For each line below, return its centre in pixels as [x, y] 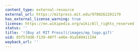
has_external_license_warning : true [43, 19]
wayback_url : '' [22, 42]
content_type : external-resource [40, 10]
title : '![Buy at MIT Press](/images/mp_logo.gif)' [60, 33]
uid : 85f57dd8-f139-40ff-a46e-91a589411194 [51, 38]
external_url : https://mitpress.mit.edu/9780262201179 [63, 14]
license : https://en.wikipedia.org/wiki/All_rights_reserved [70, 24]
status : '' [16, 28]
